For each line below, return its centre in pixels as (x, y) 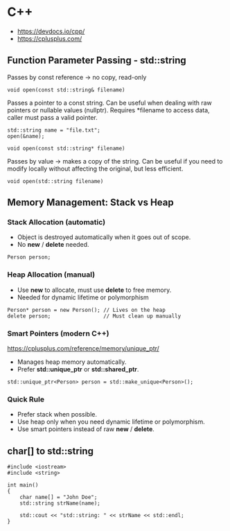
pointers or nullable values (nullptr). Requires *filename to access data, (108, 110)
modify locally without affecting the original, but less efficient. (95, 168)
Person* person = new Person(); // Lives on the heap (87, 310)
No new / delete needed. (53, 245)
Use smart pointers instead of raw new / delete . (86, 429)
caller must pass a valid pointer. (53, 117)
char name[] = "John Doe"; (59, 497)
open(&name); (26, 136)
